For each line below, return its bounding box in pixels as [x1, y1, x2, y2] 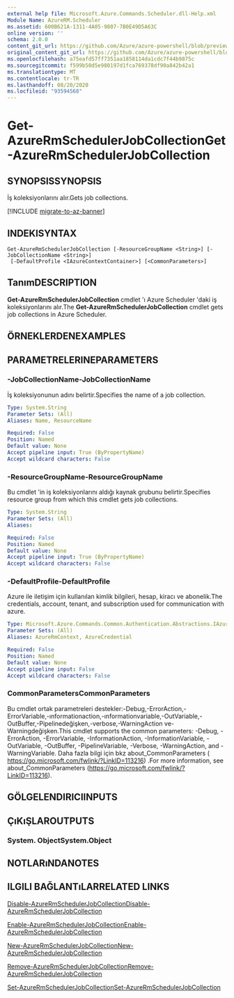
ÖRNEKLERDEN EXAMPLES [7, 330, 126, 342]
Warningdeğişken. [7, 726, 59, 735]
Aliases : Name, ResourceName [7, 417, 92, 424]
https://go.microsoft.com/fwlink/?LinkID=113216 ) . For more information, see [7, 756, 224, 765]
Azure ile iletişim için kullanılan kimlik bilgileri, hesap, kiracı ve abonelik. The [7, 593, 223, 601]
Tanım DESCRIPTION [7, 276, 97, 289]
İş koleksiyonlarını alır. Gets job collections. [7, 194, 129, 202]
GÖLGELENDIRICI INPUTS [7, 791, 118, 803]
